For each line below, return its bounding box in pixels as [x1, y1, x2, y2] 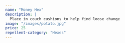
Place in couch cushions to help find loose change [10, 16, 120, 21]
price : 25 [5, 26, 26, 31]
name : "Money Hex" [5, 7, 44, 12]
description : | [5, 12, 37, 17]
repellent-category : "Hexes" [5, 30, 66, 35]
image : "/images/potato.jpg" [5, 21, 66, 26]
